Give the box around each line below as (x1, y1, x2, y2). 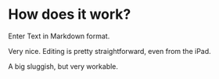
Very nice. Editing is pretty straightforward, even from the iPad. (8, 46, 211, 56)
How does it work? (8, 5, 131, 23)
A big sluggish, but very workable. (8, 61, 119, 71)
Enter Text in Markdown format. (8, 31, 110, 41)
